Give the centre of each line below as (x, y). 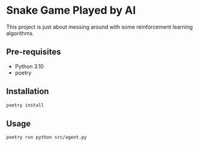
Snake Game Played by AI (71, 10)
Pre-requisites (34, 52)
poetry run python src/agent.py (46, 138)
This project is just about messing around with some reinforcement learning (99, 27)
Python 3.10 (29, 66)
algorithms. (20, 33)
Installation (28, 91)
